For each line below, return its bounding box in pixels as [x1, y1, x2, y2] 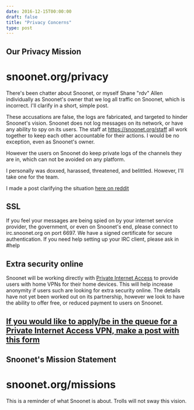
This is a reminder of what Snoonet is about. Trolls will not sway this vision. [6, 397, 187, 404]
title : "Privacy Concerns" [6, 19, 72, 25]
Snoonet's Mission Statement [6, 354, 117, 364]
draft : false [6, 14, 38, 20]
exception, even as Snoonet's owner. [6, 138, 95, 145]
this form [6, 334, 40, 344]
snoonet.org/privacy [6, 70, 109, 83]
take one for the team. [6, 173, 60, 180]
